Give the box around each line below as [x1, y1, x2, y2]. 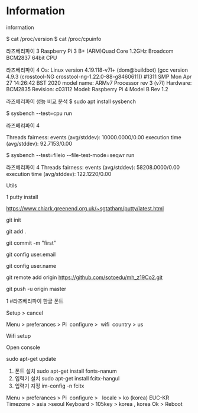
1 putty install [6, 193, 38, 200]
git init [6, 216, 22, 223]
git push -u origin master [6, 285, 67, 292]
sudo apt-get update [6, 355, 56, 362]
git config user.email [6, 251, 56, 258]
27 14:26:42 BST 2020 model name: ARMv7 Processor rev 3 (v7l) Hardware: [6, 79, 192, 87]
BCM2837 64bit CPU [6, 54, 57, 61]
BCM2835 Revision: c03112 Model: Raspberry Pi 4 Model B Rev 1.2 [6, 85, 168, 92]
